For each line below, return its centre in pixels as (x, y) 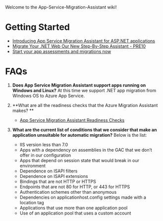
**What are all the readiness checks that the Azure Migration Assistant (85, 105)
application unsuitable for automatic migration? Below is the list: (80, 135)
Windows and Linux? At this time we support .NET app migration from (84, 90)
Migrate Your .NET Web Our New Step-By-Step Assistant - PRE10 (79, 46)
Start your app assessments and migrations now (62, 51)
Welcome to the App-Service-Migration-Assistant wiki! (61, 7)
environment (33, 166)
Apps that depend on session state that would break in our (80, 160)
